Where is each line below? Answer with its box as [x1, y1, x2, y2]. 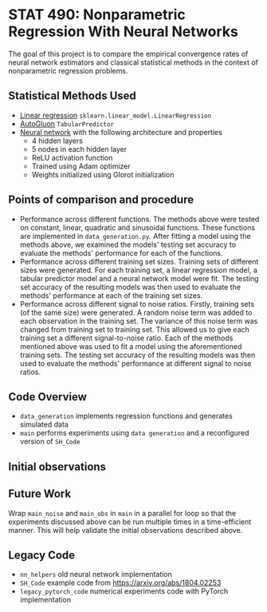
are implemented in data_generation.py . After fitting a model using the [19, 231, 251, 240]
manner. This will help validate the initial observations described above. [8, 525, 243, 535]
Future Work [8, 487, 72, 501]
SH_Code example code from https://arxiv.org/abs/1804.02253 [19, 578, 222, 588]
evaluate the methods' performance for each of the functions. [19, 248, 223, 257]
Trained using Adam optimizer [31, 161, 132, 171]
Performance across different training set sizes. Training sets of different [19, 256, 259, 266]
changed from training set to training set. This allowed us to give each [19, 324, 249, 334]
